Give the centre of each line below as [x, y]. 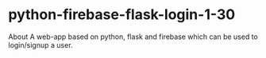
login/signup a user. [40, 44]
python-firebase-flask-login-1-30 [122, 15]
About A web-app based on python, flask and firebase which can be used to [133, 37]
